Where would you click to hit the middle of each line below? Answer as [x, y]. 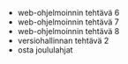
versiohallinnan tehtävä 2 [63, 40]
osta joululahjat [45, 50]
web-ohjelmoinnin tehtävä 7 [68, 22]
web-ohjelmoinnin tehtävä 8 [68, 31]
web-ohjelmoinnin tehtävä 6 [68, 13]
